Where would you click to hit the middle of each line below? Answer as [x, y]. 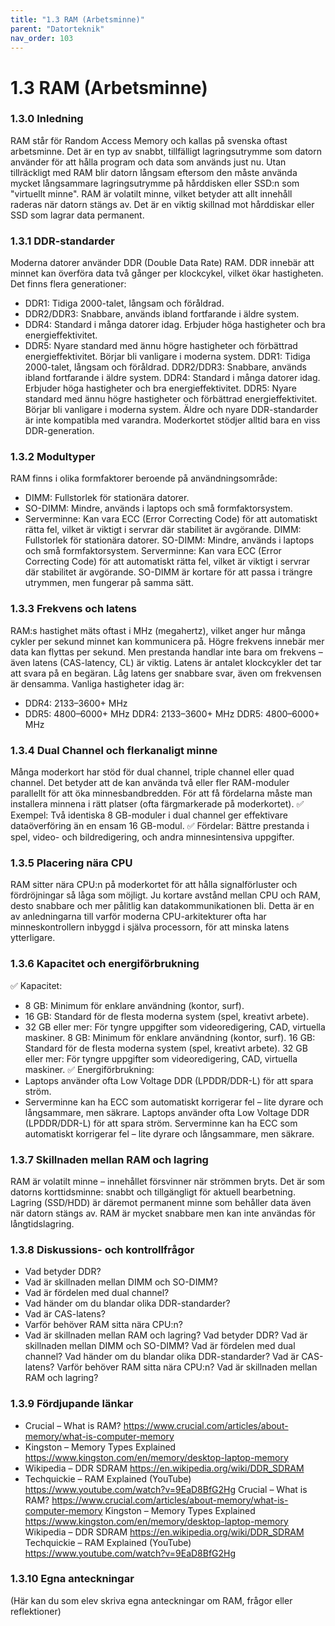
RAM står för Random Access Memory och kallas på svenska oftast [149, 140]
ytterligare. [33, 938]
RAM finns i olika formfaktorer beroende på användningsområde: [144, 478]
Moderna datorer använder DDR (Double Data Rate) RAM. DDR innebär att [162, 263]
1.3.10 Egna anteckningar [72, 1579]
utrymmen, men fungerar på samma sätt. [109, 583]
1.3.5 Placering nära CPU [71, 863]
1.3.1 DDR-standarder [63, 241]
